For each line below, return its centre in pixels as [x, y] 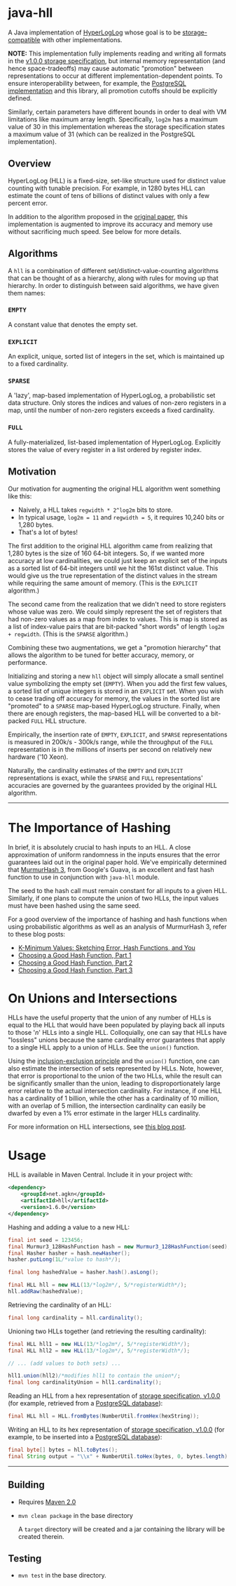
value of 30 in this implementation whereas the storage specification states [117, 126]
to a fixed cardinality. [38, 364]
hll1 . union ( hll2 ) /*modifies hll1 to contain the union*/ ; [94, 1376]
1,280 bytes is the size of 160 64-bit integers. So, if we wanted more [106, 553]
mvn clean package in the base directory [76, 1515]
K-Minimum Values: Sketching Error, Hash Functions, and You [106, 947]
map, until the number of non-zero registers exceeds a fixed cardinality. [111, 410]
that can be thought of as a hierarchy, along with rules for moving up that [113, 278]
